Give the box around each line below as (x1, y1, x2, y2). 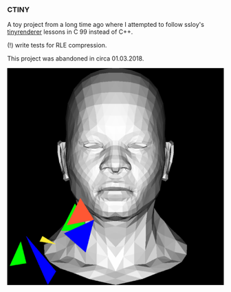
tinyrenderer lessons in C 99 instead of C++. (7, 28, 133, 36)
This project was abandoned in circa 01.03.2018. (7, 54, 144, 63)
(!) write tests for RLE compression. (7, 41, 107, 50)
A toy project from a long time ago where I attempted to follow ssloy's (7, 21, 205, 29)
